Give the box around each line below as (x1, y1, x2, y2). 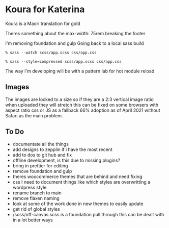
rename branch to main (12, 190, 62, 196)
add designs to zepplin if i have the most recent (12, 146, 113, 153)
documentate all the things (12, 141, 69, 147)
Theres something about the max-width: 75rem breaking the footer (5, 30, 146, 36)
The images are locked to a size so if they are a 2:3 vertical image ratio (5, 96, 154, 103)
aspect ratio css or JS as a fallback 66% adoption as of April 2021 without (5, 107, 160, 113)
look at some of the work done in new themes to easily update (12, 200, 144, 207)
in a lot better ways (12, 217, 53, 223)
